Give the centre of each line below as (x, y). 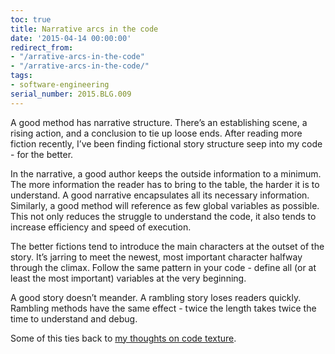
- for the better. (42, 154)
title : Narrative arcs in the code (84, 29)
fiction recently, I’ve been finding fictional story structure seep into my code (166, 143)
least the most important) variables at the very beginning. (128, 278)
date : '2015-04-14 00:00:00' (71, 38)
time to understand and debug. (74, 318)
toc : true (31, 19)
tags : (21, 76)
